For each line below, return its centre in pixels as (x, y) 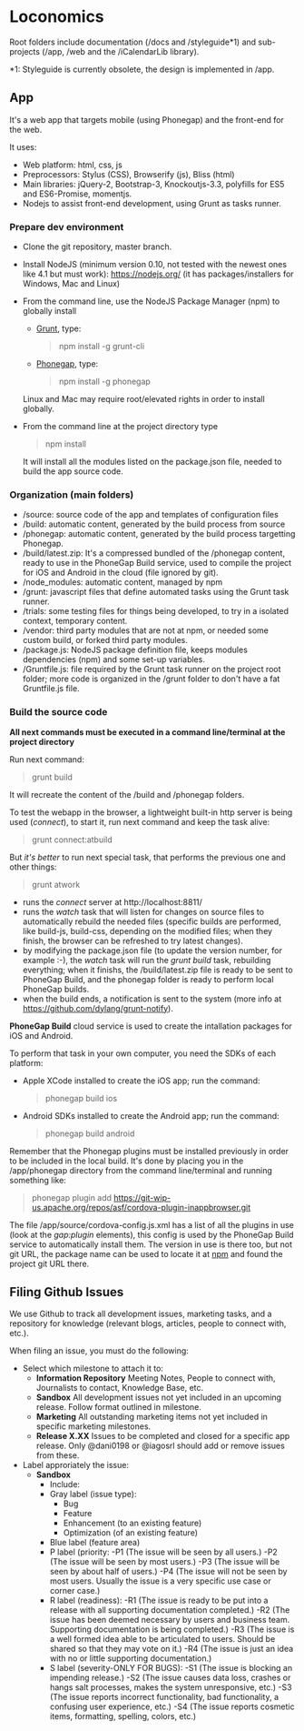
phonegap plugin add (71, 1197)
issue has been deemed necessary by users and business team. (170, 1620)
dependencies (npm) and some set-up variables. (114, 659)
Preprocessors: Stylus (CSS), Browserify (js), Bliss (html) (128, 174)
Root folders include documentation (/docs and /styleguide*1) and (133, 42)
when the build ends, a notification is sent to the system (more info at (152, 999)
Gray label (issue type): (93, 1494)
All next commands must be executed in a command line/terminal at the (147, 732)
